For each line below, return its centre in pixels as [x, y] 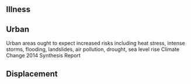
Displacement [32, 74]
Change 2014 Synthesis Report [43, 56]
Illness [18, 10]
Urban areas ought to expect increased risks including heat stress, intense [95, 43]
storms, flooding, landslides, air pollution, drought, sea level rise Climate [93, 49]
